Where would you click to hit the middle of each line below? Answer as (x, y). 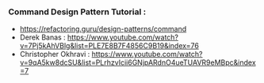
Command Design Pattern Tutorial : (77, 12)
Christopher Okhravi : (55, 55)
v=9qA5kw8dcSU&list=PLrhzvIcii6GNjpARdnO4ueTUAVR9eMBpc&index (138, 62)
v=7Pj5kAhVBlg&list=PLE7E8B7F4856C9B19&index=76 (109, 46)
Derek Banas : (42, 37)
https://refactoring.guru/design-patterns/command (103, 29)
